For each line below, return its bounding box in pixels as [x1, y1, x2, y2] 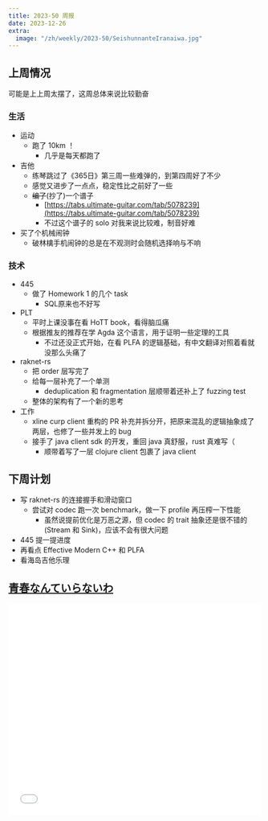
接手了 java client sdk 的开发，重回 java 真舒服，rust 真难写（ [31, 436, 235, 446]
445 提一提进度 [19, 536, 71, 545]
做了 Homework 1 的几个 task [31, 289, 128, 298]
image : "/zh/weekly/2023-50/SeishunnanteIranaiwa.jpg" [15, 34, 203, 43]
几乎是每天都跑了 [43, 150, 101, 161]
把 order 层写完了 [31, 366, 90, 376]
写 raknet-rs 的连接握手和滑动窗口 [19, 495, 132, 505]
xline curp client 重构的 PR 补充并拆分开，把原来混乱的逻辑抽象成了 [31, 416, 255, 426]
